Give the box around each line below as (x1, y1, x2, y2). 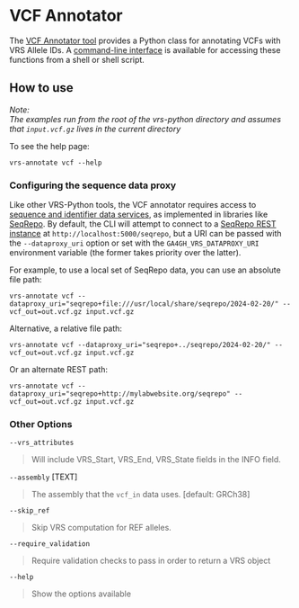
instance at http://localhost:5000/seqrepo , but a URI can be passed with (9, 228, 282, 239)
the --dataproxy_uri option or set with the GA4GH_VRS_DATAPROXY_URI (9, 237, 259, 248)
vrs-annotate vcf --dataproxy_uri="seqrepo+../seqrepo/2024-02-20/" (9, 341, 271, 350)
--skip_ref (9, 506, 50, 515)
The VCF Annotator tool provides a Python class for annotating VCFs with (9, 35, 281, 46)
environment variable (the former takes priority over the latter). (9, 247, 242, 258)
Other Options (9, 417, 73, 430)
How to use (9, 80, 74, 95)
